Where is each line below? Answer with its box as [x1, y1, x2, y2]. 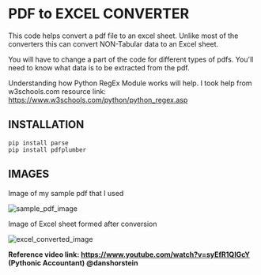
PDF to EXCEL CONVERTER [8, 5, 190, 23]
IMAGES [8, 168, 50, 181]
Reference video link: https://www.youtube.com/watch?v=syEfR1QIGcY [8, 250, 251, 259]
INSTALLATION [8, 118, 85, 131]
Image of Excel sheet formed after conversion [8, 219, 157, 228]
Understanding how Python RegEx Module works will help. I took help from [8, 78, 252, 88]
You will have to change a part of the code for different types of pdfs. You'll [8, 55, 254, 64]
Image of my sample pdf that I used [8, 188, 124, 198]
